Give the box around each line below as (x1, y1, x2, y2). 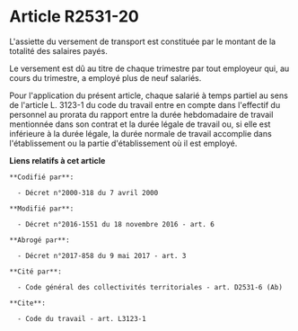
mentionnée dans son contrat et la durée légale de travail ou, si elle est (9, 119, 271, 130)
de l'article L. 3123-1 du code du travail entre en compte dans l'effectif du (9, 99, 281, 110)
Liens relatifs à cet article (9, 155, 106, 165)
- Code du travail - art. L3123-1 (17, 314, 146, 323)
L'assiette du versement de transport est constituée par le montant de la (9, 36, 276, 47)
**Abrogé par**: (9, 236, 70, 245)
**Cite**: (9, 299, 47, 308)
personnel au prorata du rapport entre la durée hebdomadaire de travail (9, 109, 274, 120)
